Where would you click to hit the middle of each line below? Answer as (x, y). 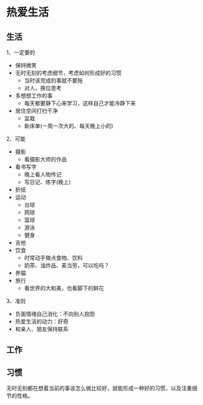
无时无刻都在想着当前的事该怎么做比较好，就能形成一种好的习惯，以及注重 (99, 388)
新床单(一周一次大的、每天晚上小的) (68, 126)
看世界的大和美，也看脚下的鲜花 (64, 288)
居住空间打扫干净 (36, 111)
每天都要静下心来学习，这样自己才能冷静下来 (80, 103)
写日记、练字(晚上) (47, 182)
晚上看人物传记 (43, 174)
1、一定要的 (21, 52)
